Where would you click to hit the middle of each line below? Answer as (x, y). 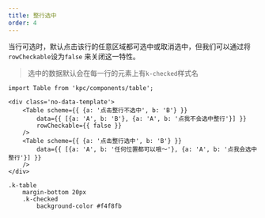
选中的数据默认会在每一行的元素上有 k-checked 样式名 (113, 73)
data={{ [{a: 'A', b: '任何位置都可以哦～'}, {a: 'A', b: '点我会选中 (147, 149)
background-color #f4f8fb (79, 206)
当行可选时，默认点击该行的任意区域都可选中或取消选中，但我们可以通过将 (129, 46)
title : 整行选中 (32, 15)
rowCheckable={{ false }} (79, 126)
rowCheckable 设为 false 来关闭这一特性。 (74, 56)
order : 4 (23, 23)
